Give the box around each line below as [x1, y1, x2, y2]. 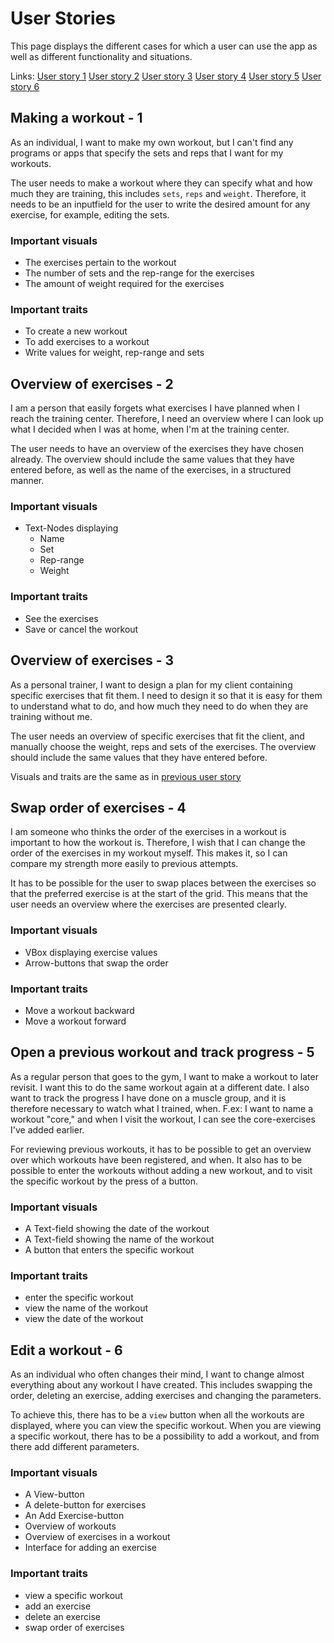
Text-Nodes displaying [24, 522, 119, 534]
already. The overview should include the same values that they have [10, 453, 295, 466]
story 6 [10, 80, 40, 92]
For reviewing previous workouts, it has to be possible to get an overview [10, 1143, 312, 1155]
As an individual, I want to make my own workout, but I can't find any [10, 136, 294, 148]
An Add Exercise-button [24, 1510, 125, 1522]
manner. [10, 475, 45, 487]
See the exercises [24, 612, 99, 624]
